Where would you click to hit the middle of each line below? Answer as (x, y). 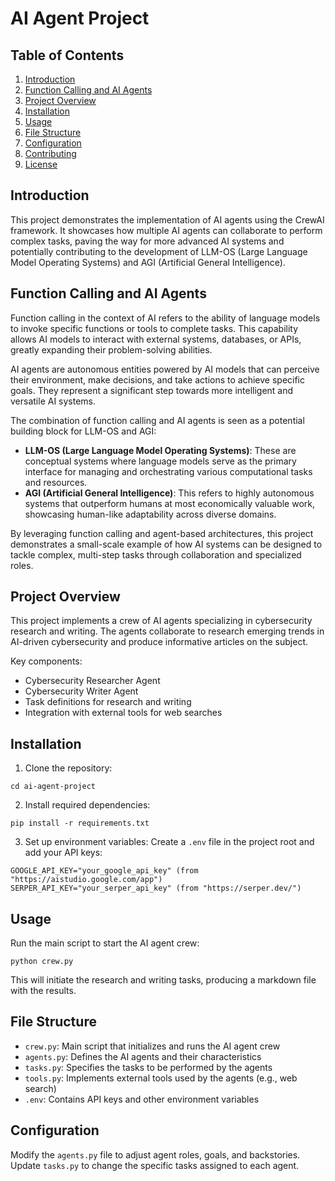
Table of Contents (67, 55)
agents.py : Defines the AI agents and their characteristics (143, 1056)
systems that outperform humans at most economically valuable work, (170, 503)
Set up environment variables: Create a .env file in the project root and (169, 842)
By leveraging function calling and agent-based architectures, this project (162, 533)
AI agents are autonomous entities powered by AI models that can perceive (165, 369)
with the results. (43, 991)
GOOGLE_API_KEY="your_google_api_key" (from (104, 871)
